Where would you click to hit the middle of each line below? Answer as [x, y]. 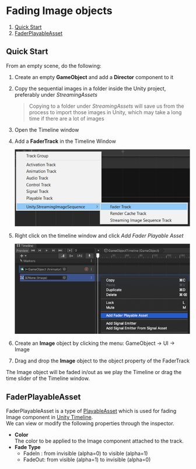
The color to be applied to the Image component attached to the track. [99, 441]
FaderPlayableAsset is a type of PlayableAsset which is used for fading [91, 411]
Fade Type [27, 447]
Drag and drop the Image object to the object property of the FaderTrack [102, 361]
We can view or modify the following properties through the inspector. [90, 423]
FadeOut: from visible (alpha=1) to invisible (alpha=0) [87, 460]
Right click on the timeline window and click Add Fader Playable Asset [99, 236]
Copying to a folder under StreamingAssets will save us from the [106, 106]
